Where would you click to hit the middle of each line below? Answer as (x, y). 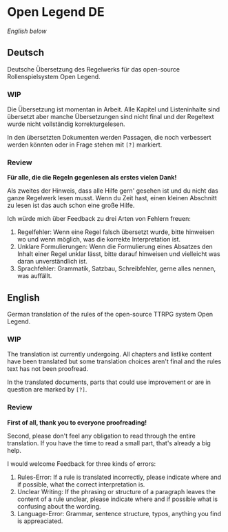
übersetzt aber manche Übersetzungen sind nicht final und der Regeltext (111, 117)
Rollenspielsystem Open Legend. (54, 76)
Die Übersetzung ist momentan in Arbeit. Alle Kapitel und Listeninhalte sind (114, 109)
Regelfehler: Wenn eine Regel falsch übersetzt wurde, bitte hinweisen (116, 232)
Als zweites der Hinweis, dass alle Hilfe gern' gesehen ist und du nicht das (113, 191)
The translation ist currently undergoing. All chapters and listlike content (110, 354)
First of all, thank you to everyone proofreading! (77, 422)
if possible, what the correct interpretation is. (81, 484)
